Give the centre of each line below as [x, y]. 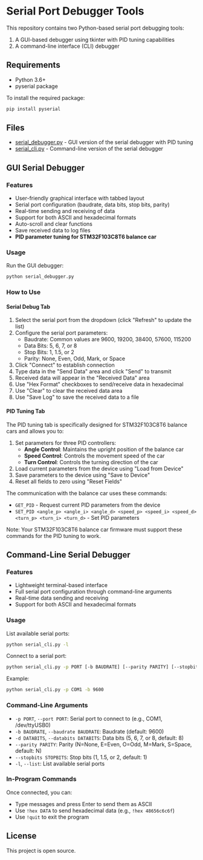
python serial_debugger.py [40, 277]
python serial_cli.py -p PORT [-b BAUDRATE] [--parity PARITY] [88, 667]
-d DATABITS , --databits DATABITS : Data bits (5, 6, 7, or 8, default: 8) [99, 738]
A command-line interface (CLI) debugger [67, 46]
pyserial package [37, 86]
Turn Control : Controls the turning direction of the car [91, 462]
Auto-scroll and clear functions [53, 224]
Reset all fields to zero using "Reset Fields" [69, 481]
